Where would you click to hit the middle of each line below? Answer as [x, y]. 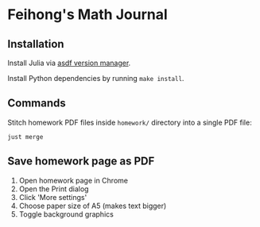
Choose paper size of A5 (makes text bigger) [93, 206]
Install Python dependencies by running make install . [96, 78]
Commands [37, 104]
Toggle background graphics [66, 214]
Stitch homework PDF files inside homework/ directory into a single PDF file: [130, 122]
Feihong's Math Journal [87, 15]
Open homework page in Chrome [74, 180]
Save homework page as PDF [81, 162]
